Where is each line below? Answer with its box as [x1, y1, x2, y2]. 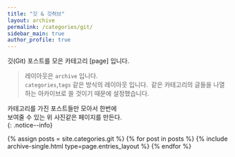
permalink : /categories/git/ [7, 23, 93, 30]
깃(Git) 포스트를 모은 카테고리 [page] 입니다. [7, 57, 130, 65]
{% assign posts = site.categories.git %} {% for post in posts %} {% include [7, 134, 228, 143]
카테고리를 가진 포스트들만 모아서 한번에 [7, 104, 117, 113]
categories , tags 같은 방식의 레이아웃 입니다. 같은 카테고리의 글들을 [24, 80, 212, 89]
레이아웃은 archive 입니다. [24, 72, 98, 80]
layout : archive [7, 17, 55, 24]
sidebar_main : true [7, 30, 65, 37]
